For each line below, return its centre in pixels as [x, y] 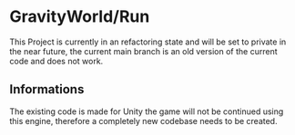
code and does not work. [56, 61]
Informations [47, 89]
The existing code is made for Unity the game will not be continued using [147, 111]
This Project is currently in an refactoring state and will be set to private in [148, 42]
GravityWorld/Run [80, 17]
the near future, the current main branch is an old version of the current [143, 51]
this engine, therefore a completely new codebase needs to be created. [143, 121]
